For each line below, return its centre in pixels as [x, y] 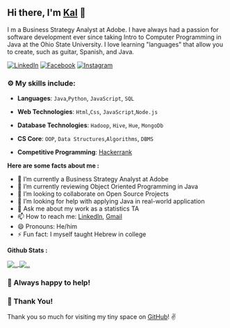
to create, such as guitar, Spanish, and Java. [71, 51]
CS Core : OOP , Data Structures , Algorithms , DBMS [85, 139]
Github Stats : [27, 250]
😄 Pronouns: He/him [47, 227]
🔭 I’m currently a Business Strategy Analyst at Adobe [93, 179]
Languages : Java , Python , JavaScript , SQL [75, 99]
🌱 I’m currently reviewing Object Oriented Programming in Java [108, 187]
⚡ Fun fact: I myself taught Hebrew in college [82, 234]
